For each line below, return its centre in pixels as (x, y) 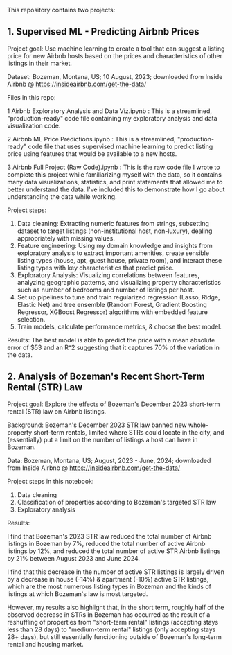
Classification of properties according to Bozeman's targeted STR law (117, 502)
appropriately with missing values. (66, 238)
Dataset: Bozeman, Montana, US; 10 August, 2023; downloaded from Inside (115, 76)
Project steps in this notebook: (51, 481)
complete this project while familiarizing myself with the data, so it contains (114, 174)
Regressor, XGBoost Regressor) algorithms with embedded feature (112, 312)
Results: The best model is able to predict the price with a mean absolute (111, 340)
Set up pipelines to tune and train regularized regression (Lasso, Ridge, (118, 297)
